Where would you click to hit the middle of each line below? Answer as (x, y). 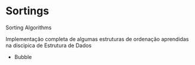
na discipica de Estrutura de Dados (49, 45)
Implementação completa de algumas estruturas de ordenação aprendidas (97, 39)
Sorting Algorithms (29, 27)
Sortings (27, 11)
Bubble (23, 57)
